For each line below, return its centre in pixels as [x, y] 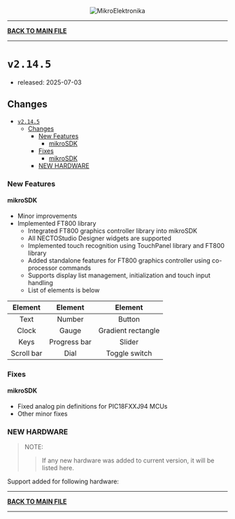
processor [43, 268]
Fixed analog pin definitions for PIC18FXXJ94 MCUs [92, 406]
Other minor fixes [42, 414]
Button [129, 319]
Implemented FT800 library [57, 223]
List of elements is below [64, 290]
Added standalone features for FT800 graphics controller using [119, 260]
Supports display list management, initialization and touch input [119, 275]
